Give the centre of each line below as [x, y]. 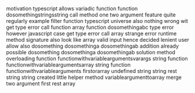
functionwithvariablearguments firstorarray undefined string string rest [92, 71]
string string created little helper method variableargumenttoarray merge [94, 77]
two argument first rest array [41, 84]
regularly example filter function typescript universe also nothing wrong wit [97, 21]
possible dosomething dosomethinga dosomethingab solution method [91, 52]
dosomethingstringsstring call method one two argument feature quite [91, 15]
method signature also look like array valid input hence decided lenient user [98, 40]
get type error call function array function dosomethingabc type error [90, 27]
